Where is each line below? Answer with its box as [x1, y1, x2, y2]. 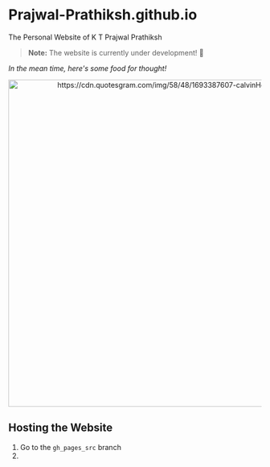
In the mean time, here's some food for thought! [8, 63, 167, 73]
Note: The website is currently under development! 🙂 [27, 48, 204, 57]
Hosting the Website [8, 421, 113, 435]
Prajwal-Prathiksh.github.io [8, 6, 198, 24]
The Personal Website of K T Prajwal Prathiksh [8, 32, 162, 42]
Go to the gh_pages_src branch [19, 442, 122, 452]
